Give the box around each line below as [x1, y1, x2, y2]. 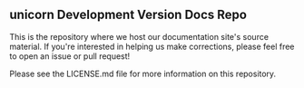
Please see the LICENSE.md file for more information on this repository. [9, 68, 277, 79]
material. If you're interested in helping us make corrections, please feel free [9, 41, 295, 52]
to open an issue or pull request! [9, 50, 131, 62]
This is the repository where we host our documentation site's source [9, 31, 270, 42]
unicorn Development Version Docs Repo [9, 7, 248, 23]
